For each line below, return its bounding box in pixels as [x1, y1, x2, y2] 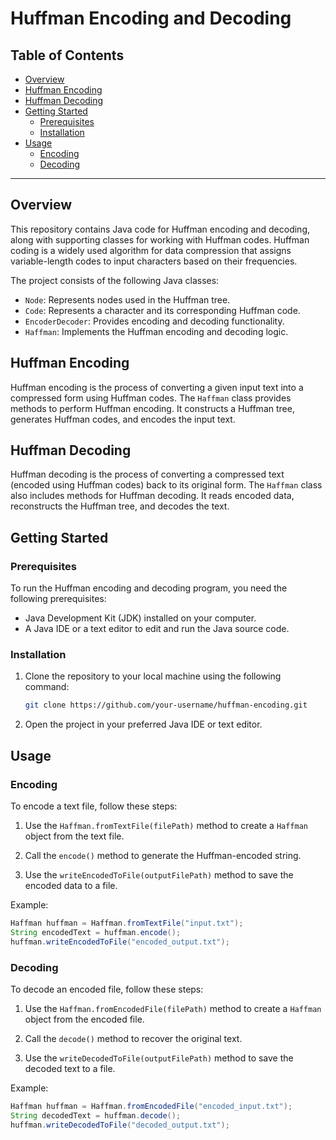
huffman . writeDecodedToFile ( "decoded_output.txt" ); [10, 1120, 230, 1130]
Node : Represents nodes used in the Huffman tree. [24, 293, 231, 306]
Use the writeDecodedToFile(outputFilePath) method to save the [24, 1052, 294, 1064]
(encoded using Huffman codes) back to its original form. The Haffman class [10, 479, 323, 491]
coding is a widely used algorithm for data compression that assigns [10, 244, 292, 256]
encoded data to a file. [24, 879, 118, 891]
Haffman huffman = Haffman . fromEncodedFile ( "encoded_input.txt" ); [10, 1101, 293, 1111]
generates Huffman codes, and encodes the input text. [10, 413, 236, 425]
